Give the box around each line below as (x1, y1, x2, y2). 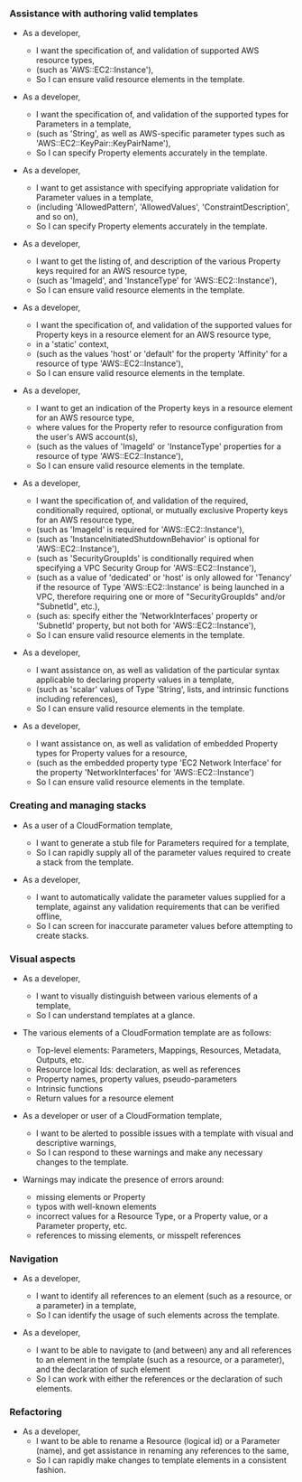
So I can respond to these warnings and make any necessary (35, 1147, 263, 1158)
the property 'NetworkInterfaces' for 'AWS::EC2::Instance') (35, 767, 255, 778)
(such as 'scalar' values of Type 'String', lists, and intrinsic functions (35, 684, 289, 695)
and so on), (35, 211, 78, 222)
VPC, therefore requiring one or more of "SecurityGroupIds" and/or (35, 591, 286, 603)
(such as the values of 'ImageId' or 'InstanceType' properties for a (35, 441, 282, 452)
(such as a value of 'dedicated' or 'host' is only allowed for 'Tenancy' (35, 572, 293, 583)
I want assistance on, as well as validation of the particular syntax (35, 665, 280, 676)
